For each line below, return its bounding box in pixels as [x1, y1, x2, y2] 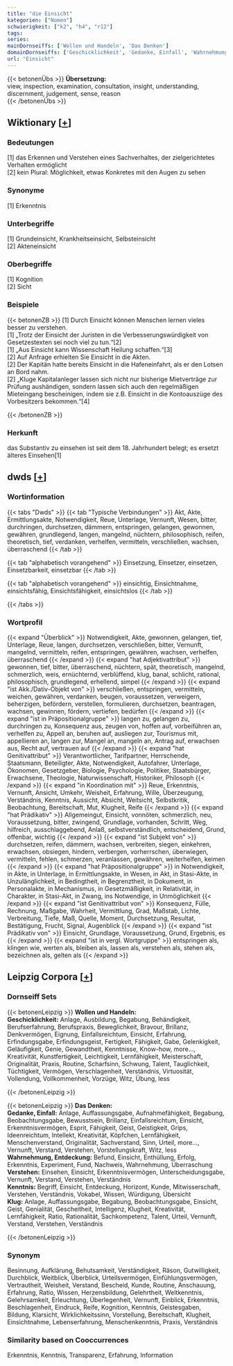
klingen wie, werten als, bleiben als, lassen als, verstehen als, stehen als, [7, 943, 215, 951]
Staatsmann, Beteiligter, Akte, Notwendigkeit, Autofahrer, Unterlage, [7, 759, 202, 767]
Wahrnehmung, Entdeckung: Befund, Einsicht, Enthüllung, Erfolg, [7, 1152, 196, 1162]
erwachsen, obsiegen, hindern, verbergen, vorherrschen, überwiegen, [7, 847, 209, 855]
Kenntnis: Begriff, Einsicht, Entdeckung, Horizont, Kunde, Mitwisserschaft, [7, 1182, 221, 1191]
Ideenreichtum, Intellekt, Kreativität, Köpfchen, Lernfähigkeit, [7, 1131, 181, 1139]
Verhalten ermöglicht [7, 161, 67, 169]
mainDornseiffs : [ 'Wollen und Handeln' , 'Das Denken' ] [7, 42, 169, 49]
